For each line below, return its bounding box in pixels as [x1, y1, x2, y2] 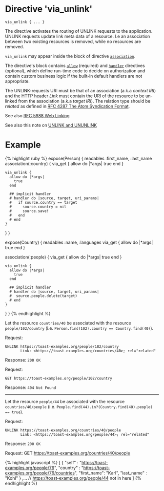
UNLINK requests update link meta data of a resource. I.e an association [5, 33, 150, 39]
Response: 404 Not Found [5, 384, 56, 390]
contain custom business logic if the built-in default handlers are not [5, 73, 143, 79]
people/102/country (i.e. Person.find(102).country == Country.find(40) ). [5, 325, 154, 331]
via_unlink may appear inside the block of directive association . [5, 53, 136, 59]
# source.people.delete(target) [9, 293, 78, 299]
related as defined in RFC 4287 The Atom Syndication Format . [5, 103, 130, 109]
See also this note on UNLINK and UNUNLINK [5, 122, 97, 128]
